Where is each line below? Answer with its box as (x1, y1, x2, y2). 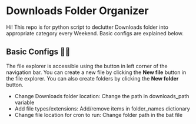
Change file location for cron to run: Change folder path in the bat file (14, 111, 183, 118)
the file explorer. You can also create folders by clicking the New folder (6, 75, 179, 82)
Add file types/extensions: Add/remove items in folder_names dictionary (14, 105, 190, 112)
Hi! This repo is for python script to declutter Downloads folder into (6, 24, 169, 31)
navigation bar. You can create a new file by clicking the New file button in (6, 69, 187, 76)
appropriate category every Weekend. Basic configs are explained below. (6, 29, 184, 36)
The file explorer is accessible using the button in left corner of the (6, 62, 168, 69)
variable (14, 99, 35, 106)
